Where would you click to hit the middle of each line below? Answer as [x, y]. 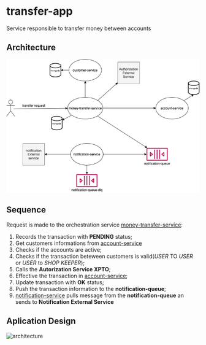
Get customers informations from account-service [78, 243]
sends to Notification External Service [65, 301]
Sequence [26, 210]
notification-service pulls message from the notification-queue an [99, 295]
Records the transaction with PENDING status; [74, 236]
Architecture [31, 48]
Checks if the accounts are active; [59, 249]
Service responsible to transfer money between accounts [79, 28]
